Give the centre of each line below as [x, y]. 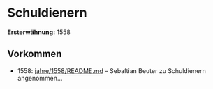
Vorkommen [35, 54]
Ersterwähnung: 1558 [39, 32]
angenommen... [40, 78]
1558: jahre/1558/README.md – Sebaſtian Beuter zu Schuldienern [111, 70]
